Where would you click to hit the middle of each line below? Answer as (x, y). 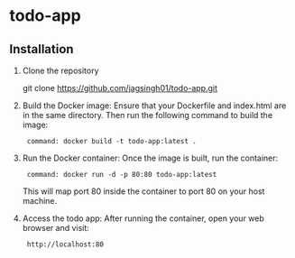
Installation (41, 49)
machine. (40, 201)
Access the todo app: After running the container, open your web (143, 218)
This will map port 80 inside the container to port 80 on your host (143, 191)
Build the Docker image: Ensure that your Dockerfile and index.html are (154, 106)
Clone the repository (60, 70)
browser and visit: (56, 228)
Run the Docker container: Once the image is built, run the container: (150, 158)
